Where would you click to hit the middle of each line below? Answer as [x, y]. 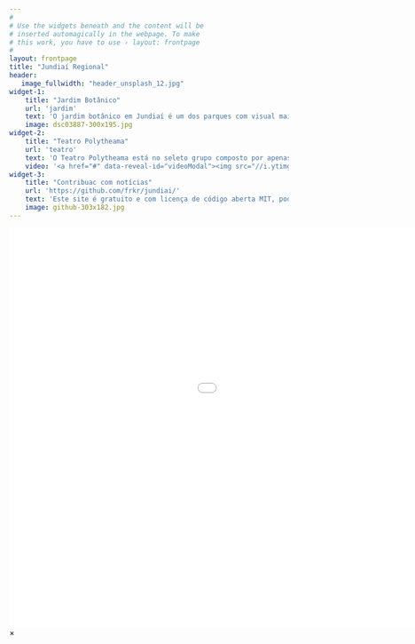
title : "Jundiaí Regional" [59, 68]
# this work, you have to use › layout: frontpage [105, 42]
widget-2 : [27, 133]
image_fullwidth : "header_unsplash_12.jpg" [102, 83]
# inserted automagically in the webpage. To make [105, 34]
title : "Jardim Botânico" [73, 100]
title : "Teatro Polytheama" [77, 141]
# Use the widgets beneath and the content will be [106, 26]
